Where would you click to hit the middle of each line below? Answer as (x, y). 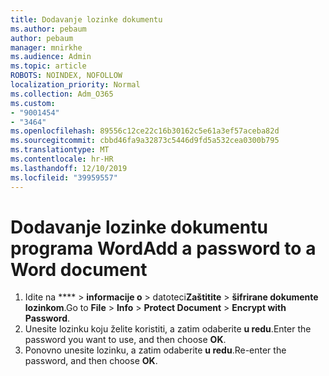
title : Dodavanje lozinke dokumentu (86, 19)
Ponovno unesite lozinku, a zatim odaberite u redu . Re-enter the (155, 350)
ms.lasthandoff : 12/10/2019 (69, 168)
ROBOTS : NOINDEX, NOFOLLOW (66, 76)
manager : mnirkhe (46, 47)
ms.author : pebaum (48, 29)
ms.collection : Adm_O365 (62, 94)
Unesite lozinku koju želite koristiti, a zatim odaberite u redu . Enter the (168, 329)
